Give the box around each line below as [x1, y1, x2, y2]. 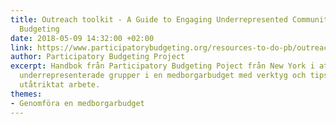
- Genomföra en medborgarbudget [10, 98, 145, 108]
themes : [10, 89, 43, 99]
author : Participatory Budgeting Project [10, 52, 186, 62]
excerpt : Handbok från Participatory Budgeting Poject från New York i [10, 61, 315, 71]
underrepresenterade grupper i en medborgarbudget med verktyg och [19, 71, 307, 81]
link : [10, 42, 33, 53]
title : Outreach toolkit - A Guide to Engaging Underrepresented [10, 14, 288, 25]
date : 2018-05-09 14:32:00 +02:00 [10, 33, 155, 43]
